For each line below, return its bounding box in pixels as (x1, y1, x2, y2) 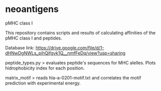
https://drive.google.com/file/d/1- (35, 44, 104, 50)
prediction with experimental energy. (5, 80, 81, 86)
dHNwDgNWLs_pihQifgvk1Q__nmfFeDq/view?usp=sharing (5, 50, 126, 56)
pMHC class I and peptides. (5, 35, 62, 41)
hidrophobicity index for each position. (5, 65, 85, 71)
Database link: (5, 44, 35, 50)
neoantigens (5, 3, 59, 15)
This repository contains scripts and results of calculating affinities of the (5, 29, 156, 35)
